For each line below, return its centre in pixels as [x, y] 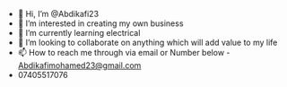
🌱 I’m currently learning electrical [79, 33]
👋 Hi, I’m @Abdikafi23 [58, 14]
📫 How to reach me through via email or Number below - [124, 52]
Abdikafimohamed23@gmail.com [79, 65]
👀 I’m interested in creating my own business [100, 23]
